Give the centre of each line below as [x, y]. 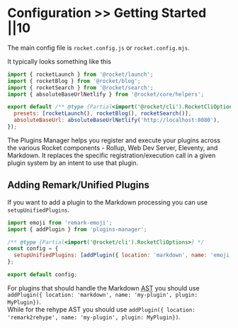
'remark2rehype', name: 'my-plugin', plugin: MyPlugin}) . [94, 317]
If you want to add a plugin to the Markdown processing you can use [107, 202]
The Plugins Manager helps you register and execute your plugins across [114, 140]
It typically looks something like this [59, 61]
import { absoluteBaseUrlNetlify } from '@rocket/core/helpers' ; [106, 94]
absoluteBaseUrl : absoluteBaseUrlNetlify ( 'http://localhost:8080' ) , [117, 120]
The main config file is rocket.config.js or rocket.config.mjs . [98, 47]
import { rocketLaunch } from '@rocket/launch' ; [80, 74]
